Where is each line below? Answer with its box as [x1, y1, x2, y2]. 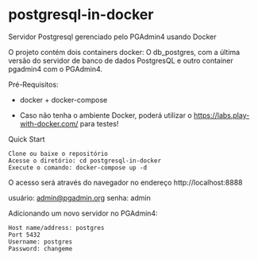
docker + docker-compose [19, 95, 108, 104]
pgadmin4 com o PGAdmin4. [8, 64, 103, 73]
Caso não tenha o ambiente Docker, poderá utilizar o [19, 110, 192, 120]
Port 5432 [8, 231, 41, 239]
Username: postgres [8, 237, 73, 246]
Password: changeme [8, 244, 73, 252]
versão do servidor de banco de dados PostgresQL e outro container [8, 56, 234, 65]
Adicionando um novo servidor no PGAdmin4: [8, 208, 158, 218]
